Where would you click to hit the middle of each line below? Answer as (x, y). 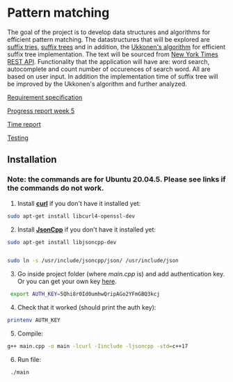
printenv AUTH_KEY (34, 320)
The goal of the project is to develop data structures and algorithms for (109, 32)
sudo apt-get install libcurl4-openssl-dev (71, 216)
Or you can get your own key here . (67, 281)
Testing (18, 138)
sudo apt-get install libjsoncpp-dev (62, 242)
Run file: (29, 359)
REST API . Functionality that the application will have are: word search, (109, 61)
